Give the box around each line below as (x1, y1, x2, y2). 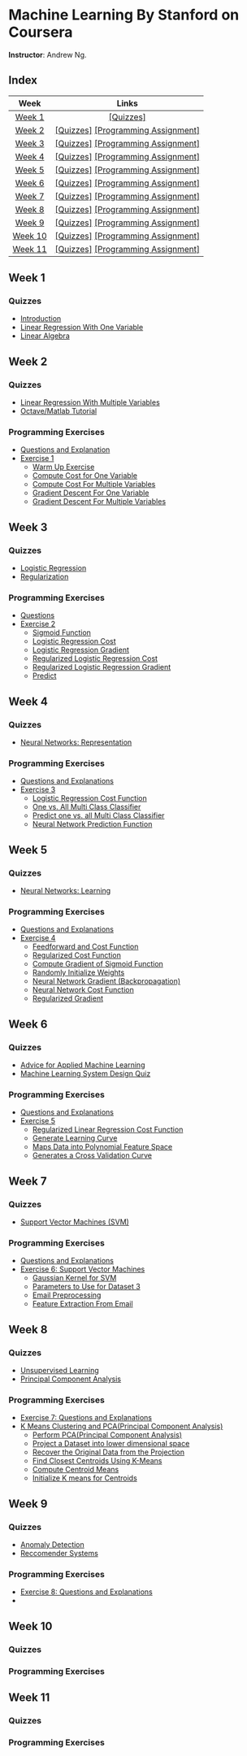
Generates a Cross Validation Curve (32, 1150, 153, 1160)
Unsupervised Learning (19, 1366, 99, 1376)
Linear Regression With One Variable (19, 323, 144, 333)
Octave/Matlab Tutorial (19, 406, 97, 416)
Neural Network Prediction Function (32, 819, 153, 829)
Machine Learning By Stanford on (8, 6, 240, 24)
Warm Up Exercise (32, 462, 95, 472)
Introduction (19, 314, 62, 324)
